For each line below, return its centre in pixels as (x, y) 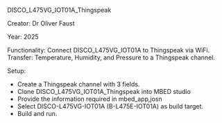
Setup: (17, 71)
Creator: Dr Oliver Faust (41, 23)
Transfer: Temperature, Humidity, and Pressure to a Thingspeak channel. (111, 57)
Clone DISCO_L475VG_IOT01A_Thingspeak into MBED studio (104, 92)
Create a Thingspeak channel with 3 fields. (78, 84)
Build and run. (37, 114)
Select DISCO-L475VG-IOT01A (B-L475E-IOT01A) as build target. (110, 106)
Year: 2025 (23, 37)
